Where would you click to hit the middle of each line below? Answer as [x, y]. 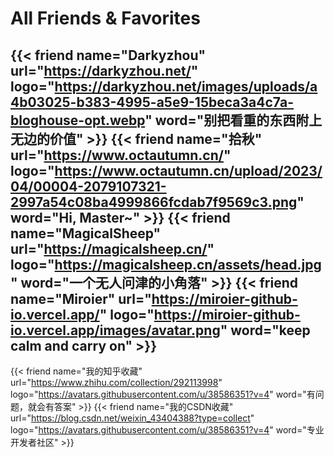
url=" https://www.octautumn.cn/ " [121, 155]
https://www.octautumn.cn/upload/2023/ [188, 170]
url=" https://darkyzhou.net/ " [104, 70]
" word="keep [265, 330]
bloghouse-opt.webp [78, 120]
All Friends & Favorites [105, 18]
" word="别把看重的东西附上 [233, 120]
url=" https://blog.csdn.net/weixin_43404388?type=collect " [132, 418]
